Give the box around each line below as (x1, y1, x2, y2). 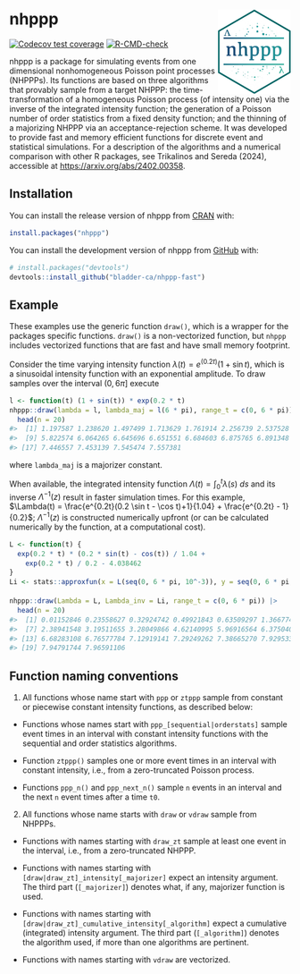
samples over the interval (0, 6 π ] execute (9, 377, 160, 388)
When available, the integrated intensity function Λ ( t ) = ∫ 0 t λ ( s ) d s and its (9, 477, 276, 491)
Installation (9, 186, 73, 201)
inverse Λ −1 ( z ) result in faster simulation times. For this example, (9, 490, 246, 503)
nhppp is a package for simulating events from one (9, 55, 196, 66)
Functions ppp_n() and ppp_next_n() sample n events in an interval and (21, 783, 283, 793)
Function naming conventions (9, 668, 179, 683)
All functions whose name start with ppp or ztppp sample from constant (21, 692, 284, 703)
